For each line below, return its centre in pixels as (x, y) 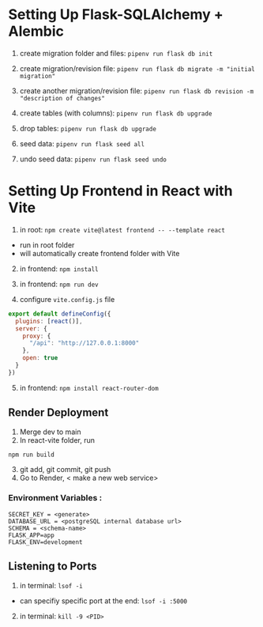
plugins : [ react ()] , (49, 321)
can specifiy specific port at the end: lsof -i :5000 (103, 601)
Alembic (36, 31)
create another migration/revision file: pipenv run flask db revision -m (137, 91)
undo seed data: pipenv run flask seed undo (93, 159)
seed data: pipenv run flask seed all (82, 143)
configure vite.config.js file (67, 299)
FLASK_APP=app (32, 535)
